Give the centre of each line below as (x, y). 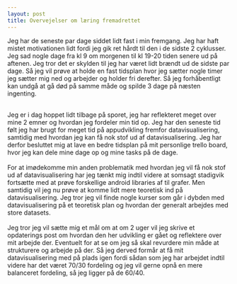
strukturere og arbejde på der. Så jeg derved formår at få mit (96, 250)
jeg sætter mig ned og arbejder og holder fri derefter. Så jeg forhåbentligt (114, 78)
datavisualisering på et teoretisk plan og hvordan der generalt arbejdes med (118, 205)
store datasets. (29, 212)
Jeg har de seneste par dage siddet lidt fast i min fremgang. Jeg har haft (113, 40)
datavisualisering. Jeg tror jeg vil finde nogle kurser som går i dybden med (116, 197)
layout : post (27, 14)
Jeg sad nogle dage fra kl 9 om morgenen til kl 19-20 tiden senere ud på (112, 56)
